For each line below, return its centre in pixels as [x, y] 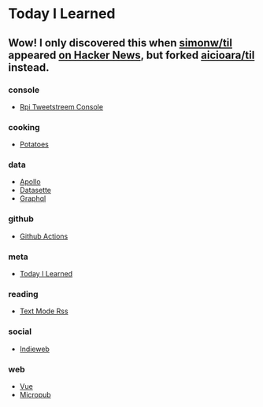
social [20, 331]
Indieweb [34, 349]
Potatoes [34, 144]
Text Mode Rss [44, 311]
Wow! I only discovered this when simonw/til [120, 43]
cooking [24, 127]
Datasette [35, 191]
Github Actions [44, 236]
